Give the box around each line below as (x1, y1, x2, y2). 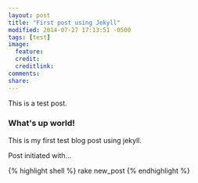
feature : (15, 48, 44, 56)
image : (8, 41, 30, 48)
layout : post (8, 11, 51, 20)
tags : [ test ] (8, 33, 51, 41)
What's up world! (8, 118, 76, 129)
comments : (8, 70, 41, 77)
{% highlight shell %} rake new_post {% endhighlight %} (8, 166, 190, 175)
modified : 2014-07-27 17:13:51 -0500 (8, 26, 131, 34)
